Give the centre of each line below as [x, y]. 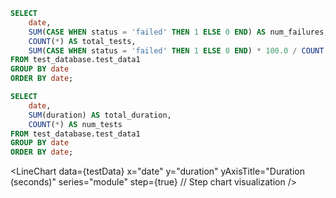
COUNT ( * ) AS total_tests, [82, 41]
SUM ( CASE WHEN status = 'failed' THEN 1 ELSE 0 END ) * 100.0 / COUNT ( [178, 50]
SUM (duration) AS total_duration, [100, 115]
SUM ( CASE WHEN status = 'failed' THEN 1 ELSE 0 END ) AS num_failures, [178, 32]
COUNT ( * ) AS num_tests [75, 124]
